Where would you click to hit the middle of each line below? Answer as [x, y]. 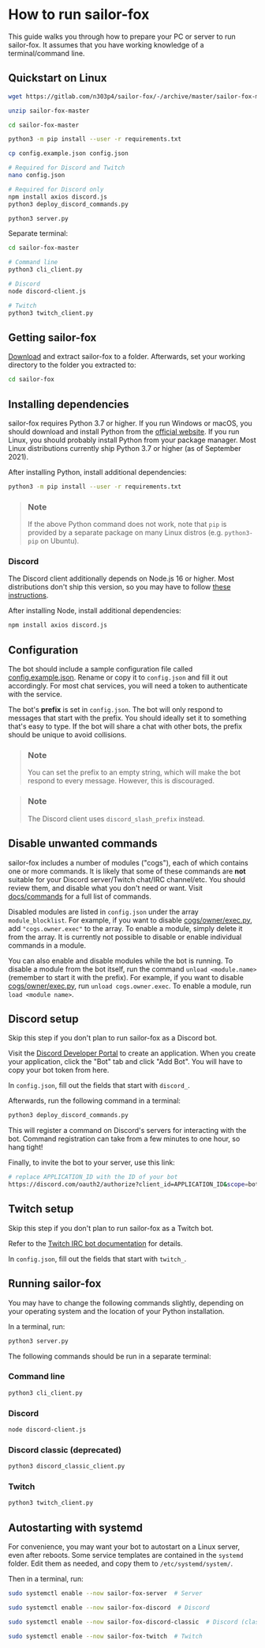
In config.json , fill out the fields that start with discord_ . [99, 1085]
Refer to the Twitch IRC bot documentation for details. [95, 1243]
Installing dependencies [69, 404]
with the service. [35, 695]
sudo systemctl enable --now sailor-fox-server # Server [105, 1593]
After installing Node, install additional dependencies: [95, 611]
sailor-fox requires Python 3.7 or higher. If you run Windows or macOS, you [130, 423]
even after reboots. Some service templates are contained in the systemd [126, 1555]
